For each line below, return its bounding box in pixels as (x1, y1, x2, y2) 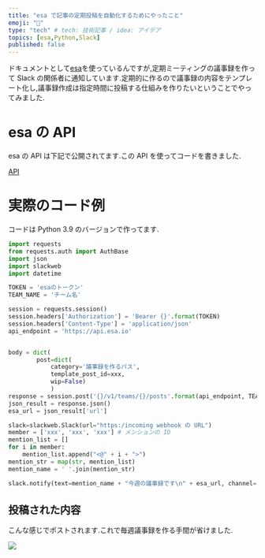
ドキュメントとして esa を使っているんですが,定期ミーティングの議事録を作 (8, 64, 248, 73)
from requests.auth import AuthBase (8, 247, 129, 255)
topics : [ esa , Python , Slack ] (8, 33, 101, 42)
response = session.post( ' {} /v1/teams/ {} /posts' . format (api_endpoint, (8, 392, 245, 400)
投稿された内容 (8, 503, 81, 516)
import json (8, 255, 47, 262)
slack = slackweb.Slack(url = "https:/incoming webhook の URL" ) (8, 421, 212, 430)
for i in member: (8, 443, 65, 452)
